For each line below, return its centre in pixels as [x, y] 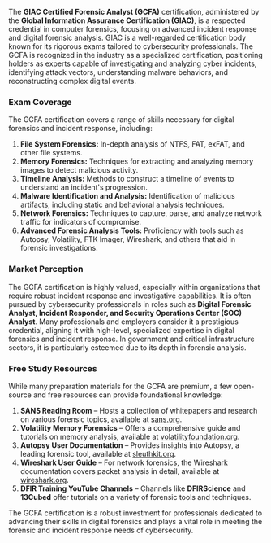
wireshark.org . [44, 480]
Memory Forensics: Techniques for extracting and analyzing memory [137, 161]
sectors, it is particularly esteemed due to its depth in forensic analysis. [127, 347]
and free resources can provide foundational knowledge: [128, 395]
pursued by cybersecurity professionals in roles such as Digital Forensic [130, 304]
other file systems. [51, 153]
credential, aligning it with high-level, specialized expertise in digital [121, 330]
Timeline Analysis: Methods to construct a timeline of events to [127, 179]
